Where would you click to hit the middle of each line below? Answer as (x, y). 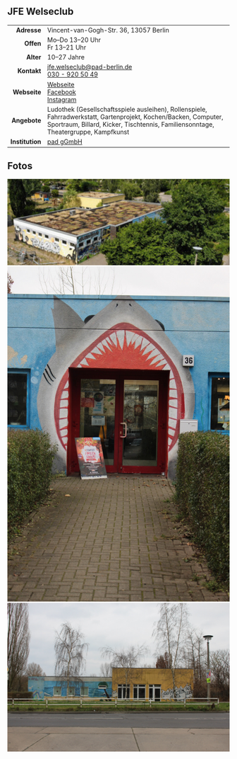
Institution (26, 142)
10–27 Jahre (66, 57)
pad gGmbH (65, 142)
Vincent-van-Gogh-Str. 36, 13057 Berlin (108, 30)
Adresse (29, 30)
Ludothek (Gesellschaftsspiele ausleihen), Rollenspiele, (127, 109)
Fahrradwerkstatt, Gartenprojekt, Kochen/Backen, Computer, (135, 117)
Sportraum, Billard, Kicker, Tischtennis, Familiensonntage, (130, 124)
